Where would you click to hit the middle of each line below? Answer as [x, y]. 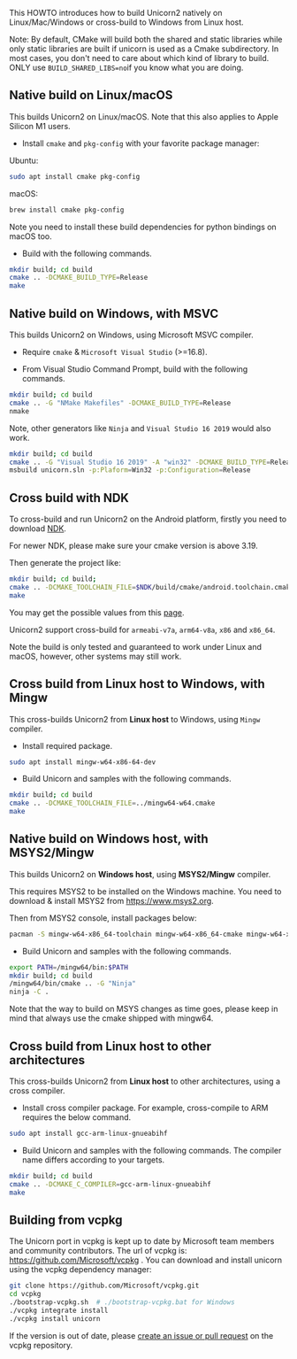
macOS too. [31, 236]
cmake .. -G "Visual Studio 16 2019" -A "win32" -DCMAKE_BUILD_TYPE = [140, 462]
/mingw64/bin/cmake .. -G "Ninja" [73, 984]
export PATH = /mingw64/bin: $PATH [69, 967]
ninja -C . [29, 992]
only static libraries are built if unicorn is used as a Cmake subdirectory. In [144, 49]
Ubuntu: [24, 160]
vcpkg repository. [41, 1345]
